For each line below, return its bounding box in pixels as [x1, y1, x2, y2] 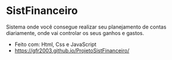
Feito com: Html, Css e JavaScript [14, 41, 97, 48]
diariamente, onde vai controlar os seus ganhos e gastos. [6, 29, 145, 36]
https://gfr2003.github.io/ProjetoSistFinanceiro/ [14, 47, 130, 54]
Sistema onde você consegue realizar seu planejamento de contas [6, 23, 167, 30]
